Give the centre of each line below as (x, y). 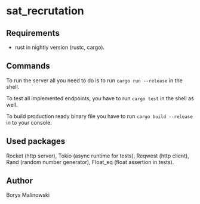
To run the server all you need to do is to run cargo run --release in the (95, 80)
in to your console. (29, 122)
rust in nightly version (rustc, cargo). (60, 47)
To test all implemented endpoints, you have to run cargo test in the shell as (100, 98)
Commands (28, 66)
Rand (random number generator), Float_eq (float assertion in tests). (90, 162)
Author (19, 181)
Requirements (33, 33)
